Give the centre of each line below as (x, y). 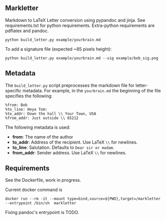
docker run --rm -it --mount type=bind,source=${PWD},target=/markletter (83, 199)
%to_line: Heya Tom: (27, 109)
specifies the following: (29, 96)
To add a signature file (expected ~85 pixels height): (58, 49)
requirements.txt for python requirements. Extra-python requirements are (80, 25)
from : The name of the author (43, 137)
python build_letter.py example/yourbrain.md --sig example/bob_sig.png (82, 58)
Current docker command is (34, 190)
